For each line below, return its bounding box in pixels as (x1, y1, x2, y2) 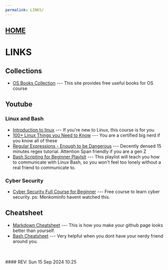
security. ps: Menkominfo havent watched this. (12, 194, 110, 200)
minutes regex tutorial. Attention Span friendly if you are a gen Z (12, 148, 147, 155)
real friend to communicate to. (12, 164, 76, 170)
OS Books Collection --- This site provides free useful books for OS (12, 80, 153, 86)
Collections (5, 66, 42, 75)
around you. (12, 238, 38, 244)
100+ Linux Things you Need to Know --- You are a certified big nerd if (12, 132, 160, 138)
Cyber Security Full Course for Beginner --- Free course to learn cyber (12, 188, 160, 195)
